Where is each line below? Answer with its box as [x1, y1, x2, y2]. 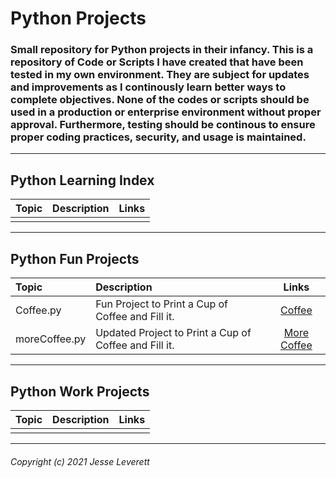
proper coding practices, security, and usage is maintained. [10, 130, 307, 144]
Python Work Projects [10, 383, 150, 400]
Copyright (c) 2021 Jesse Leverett [10, 455, 150, 467]
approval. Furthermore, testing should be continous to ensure [10, 118, 316, 132]
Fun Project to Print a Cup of [95, 297, 228, 311]
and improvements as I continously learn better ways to [10, 80, 287, 94]
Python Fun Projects [10, 250, 140, 267]
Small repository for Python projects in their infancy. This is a [10, 43, 314, 57]
